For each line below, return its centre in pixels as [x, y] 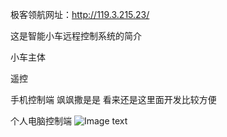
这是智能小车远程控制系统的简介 [76, 36]
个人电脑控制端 [41, 121]
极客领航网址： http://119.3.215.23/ [80, 14]
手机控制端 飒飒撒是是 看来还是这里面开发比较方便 [113, 99]
